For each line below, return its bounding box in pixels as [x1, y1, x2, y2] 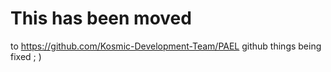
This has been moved [10, 7, 192, 30]
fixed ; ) [10, 50, 42, 62]
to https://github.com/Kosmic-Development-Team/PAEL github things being [10, 40, 322, 52]
